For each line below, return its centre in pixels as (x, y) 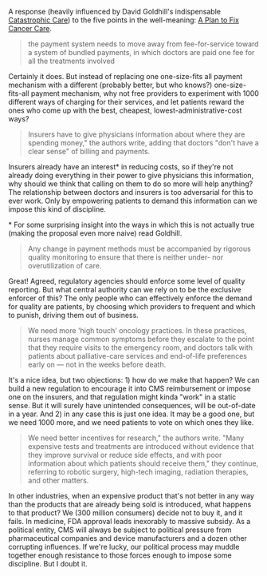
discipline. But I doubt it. (48, 564)
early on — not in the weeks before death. (97, 364)
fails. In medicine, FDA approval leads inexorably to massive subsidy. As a (130, 521)
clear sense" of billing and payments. (89, 151)
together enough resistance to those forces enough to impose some (120, 555)
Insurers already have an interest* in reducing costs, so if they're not (121, 167)
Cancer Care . (30, 28)
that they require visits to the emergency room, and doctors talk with (140, 348)
